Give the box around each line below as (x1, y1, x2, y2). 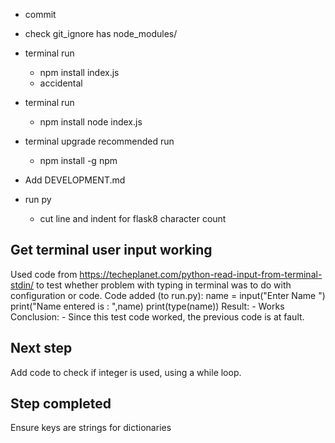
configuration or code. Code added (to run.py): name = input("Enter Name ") (10, 289, 326, 301)
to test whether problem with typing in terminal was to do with (36, 279, 292, 291)
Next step (10, 340, 73, 357)
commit (24, 9, 57, 20)
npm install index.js (39, 67, 120, 78)
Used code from (10, 268, 78, 280)
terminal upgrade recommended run (24, 135, 175, 147)
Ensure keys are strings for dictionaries (10, 422, 172, 434)
